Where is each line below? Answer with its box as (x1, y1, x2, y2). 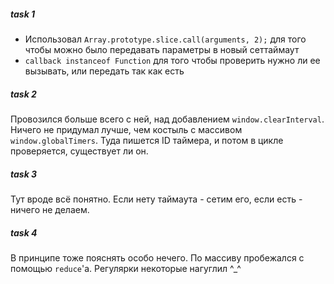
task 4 (10, 226, 38, 239)
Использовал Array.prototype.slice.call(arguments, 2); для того (24, 33, 307, 45)
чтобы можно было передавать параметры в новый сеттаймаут (24, 43, 300, 55)
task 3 (10, 168, 38, 180)
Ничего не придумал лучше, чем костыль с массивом (10, 123, 243, 135)
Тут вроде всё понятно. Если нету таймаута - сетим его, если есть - (10, 193, 303, 205)
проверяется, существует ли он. (10, 145, 149, 157)
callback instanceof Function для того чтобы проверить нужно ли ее (24, 54, 321, 66)
